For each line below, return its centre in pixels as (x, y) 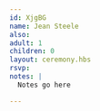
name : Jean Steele (44, 26)
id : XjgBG (28, 18)
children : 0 (32, 51)
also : (20, 34)
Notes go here (44, 85)
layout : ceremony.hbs (50, 60)
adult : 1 (26, 43)
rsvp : (20, 69)
